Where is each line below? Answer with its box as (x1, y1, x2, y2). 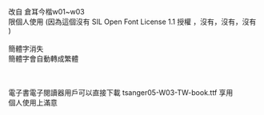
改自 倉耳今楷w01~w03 (8, 7, 86, 16)
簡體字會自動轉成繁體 (8, 54, 78, 63)
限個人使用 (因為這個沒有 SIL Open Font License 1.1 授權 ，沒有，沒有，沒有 (8, 17, 257, 26)
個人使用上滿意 (8, 98, 58, 107)
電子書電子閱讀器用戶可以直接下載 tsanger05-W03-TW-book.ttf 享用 (8, 88, 234, 97)
